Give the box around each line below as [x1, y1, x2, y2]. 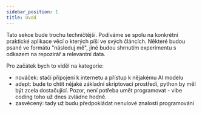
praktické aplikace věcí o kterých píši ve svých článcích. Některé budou [6, 37, 186, 45]
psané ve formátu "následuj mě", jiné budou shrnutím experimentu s [6, 44, 177, 51]
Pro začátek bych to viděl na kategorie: [6, 62, 104, 69]
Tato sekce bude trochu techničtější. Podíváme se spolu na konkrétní [6, 31, 178, 38]
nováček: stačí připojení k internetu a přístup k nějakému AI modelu [15, 74, 184, 81]
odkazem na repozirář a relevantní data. [6, 50, 106, 57]
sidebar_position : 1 [6, 8, 59, 15]
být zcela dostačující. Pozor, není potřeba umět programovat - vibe [15, 86, 183, 94]
